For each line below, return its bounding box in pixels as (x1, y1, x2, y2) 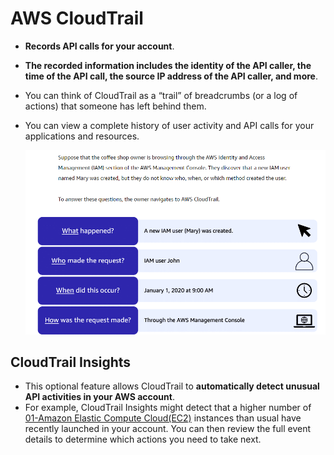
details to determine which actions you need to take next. (24, 433, 262, 446)
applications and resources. (24, 130, 140, 142)
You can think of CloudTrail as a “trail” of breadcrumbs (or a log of (24, 89, 298, 101)
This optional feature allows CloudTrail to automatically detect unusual (24, 380, 320, 392)
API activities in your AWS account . (24, 391, 175, 403)
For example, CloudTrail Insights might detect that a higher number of (24, 402, 312, 414)
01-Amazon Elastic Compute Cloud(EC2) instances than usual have (24, 412, 302, 424)
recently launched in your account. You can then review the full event (24, 423, 312, 435)
